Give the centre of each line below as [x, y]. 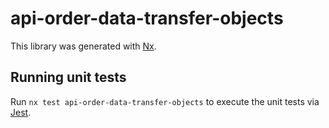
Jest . [21, 112]
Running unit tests [68, 77]
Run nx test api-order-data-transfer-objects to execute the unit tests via [165, 101]
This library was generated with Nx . [83, 46]
